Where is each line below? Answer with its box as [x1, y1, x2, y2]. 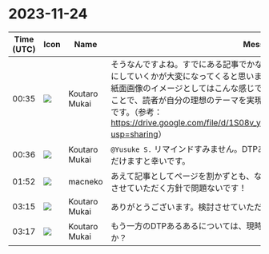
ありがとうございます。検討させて [110, 201, 239, 212]
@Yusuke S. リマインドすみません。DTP [110, 143, 259, 154]
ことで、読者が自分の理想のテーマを [110, 94, 247, 105]
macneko [67, 176, 103, 187]
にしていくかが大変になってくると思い [110, 70, 255, 81]
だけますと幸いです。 [110, 155, 191, 166]
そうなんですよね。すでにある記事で [110, 58, 247, 69]
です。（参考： [110, 106, 163, 117]
